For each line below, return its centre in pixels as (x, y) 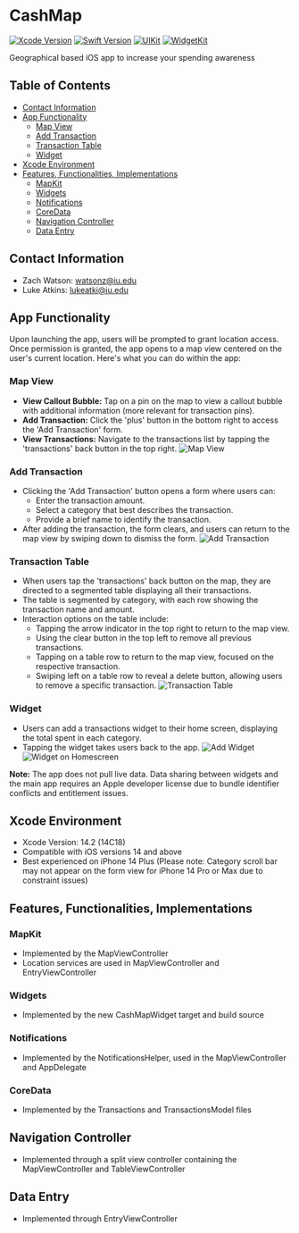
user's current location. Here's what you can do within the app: (125, 358)
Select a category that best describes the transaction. (134, 509)
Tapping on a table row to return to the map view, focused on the (154, 657)
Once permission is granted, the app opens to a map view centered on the (146, 348)
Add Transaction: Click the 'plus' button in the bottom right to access (150, 420)
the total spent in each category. (82, 737)
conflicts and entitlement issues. (69, 793)
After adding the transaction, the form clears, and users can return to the (156, 529)
